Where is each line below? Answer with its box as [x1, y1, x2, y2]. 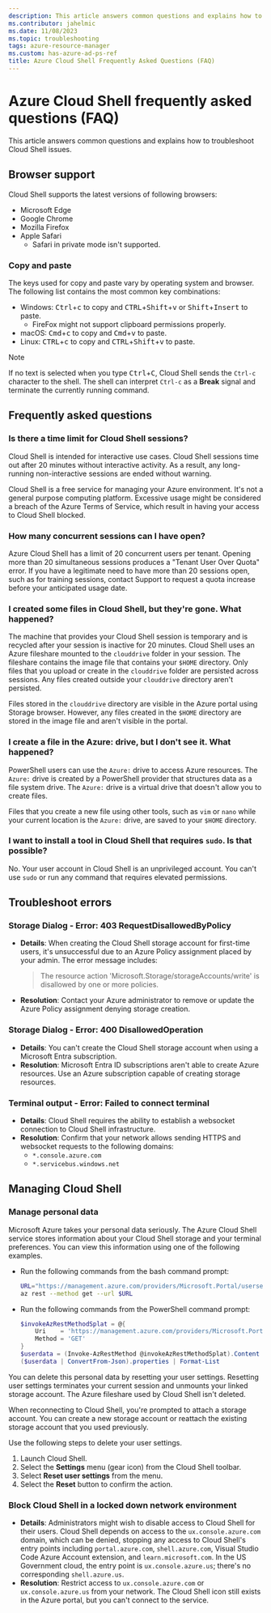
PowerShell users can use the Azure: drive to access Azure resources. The [8, 765, 258, 775]
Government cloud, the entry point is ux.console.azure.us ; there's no [19, 1561, 252, 1571]
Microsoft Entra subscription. [19, 1051, 117, 1061]
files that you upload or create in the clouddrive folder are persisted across [8, 666, 259, 676]
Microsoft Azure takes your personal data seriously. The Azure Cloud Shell [8, 1225, 257, 1234]
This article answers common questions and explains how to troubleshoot [8, 135, 255, 146]
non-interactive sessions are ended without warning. [36, 469, 212, 478]
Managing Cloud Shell [8, 1182, 122, 1196]
